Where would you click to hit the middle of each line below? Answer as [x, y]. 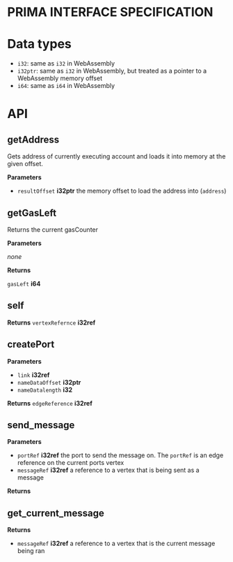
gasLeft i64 [24, 283]
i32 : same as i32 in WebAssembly [66, 64]
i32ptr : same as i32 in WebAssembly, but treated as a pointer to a [112, 71]
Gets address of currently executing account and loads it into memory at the [116, 156]
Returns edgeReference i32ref [50, 403]
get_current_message [56, 513]
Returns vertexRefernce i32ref [51, 323]
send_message [41, 425]
